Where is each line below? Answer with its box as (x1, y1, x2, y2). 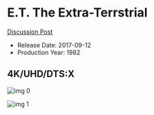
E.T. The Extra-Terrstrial (7, 5, 148, 21)
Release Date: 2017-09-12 (17, 41, 91, 49)
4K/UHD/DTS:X (7, 68, 75, 80)
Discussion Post (7, 28, 53, 36)
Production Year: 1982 (17, 48, 81, 56)
